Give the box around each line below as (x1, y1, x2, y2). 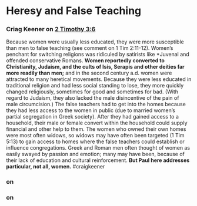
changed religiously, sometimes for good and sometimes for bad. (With (6, 88, 178, 95)
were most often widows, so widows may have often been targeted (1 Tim (6, 132, 185, 139)
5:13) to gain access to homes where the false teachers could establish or (6, 138, 185, 145)
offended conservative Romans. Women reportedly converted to (6, 57, 165, 64)
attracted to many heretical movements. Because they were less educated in (6, 76, 192, 83)
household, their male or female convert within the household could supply (6, 119, 188, 127)
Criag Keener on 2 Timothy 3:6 (6, 25, 96, 33)
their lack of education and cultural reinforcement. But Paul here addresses (6, 157, 190, 164)
